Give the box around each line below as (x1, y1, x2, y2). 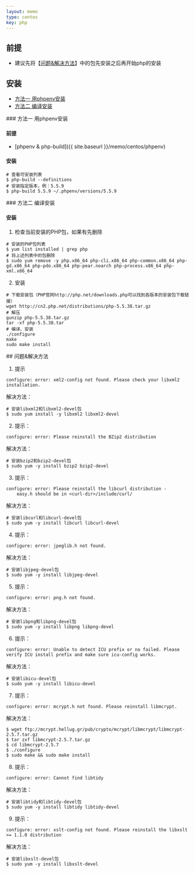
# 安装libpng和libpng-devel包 (6, 619, 76, 625)
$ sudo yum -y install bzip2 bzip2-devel (6, 463, 109, 469)
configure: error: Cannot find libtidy (6, 775, 104, 781)
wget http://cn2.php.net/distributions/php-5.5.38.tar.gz (6, 303, 151, 309)
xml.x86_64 (6, 268, 33, 274)
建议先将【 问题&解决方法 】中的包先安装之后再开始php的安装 (14, 59, 162, 67)
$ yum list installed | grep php (6, 246, 88, 252)
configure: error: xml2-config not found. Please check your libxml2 (6, 377, 180, 383)
